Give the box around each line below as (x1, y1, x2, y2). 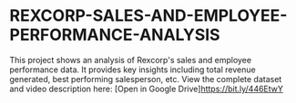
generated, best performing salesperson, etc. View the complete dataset (9, 73, 282, 84)
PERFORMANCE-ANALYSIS (9, 24, 220, 45)
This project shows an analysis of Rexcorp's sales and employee (9, 54, 252, 65)
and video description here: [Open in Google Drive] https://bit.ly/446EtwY (9, 83, 284, 94)
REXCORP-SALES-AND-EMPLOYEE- (9, 5, 288, 26)
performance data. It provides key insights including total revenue (9, 64, 257, 75)
